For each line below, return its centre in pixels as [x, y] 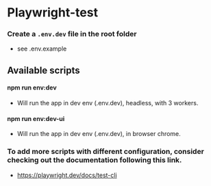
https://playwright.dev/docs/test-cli [67, 175]
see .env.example [42, 49]
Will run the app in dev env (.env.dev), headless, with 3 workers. [108, 103]
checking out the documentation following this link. [95, 160]
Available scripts [44, 70]
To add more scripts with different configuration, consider [105, 152]
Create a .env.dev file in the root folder [72, 34]
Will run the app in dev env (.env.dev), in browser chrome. [99, 134]
